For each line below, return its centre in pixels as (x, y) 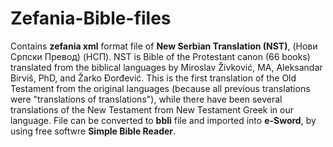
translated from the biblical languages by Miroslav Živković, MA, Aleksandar (166, 67)
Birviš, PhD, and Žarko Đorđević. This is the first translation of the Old (153, 78)
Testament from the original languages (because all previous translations (160, 88)
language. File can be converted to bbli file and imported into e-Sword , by (163, 120)
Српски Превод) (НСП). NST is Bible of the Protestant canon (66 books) (160, 56)
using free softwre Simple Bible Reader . (93, 131)
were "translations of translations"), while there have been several (146, 99)
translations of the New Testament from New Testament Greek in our (152, 109)
